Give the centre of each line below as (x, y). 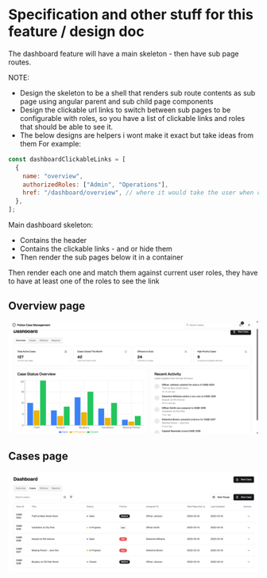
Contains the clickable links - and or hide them (96, 249)
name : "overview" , (53, 176)
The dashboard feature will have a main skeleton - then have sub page (124, 53)
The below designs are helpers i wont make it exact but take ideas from (137, 135)
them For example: (50, 143)
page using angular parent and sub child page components (116, 101)
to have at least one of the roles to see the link (84, 281)
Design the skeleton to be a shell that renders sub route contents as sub (137, 92)
